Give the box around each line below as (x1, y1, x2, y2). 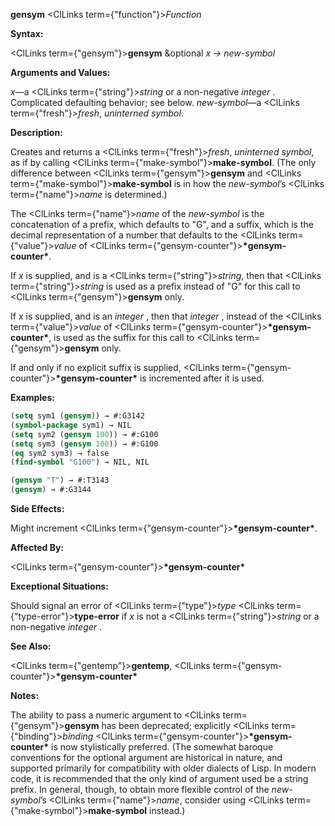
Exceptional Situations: (10, 580, 109, 592)
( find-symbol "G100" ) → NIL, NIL (10, 457, 150, 468)
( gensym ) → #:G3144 (10, 485, 92, 495)
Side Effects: (10, 503, 65, 514)
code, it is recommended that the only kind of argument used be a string (10, 773, 309, 784)
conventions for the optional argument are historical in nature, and (10, 752, 283, 763)
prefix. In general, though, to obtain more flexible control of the (10, 784, 270, 795)
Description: (10, 127, 63, 138)
